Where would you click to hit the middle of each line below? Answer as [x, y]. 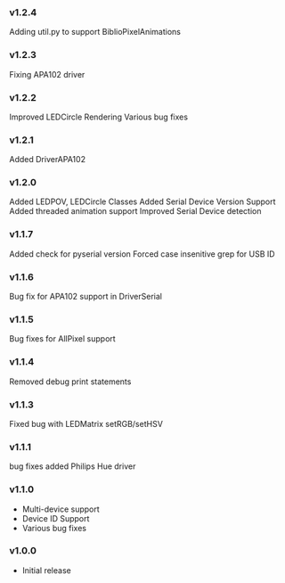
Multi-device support [61, 509]
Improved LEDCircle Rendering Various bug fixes [99, 117]
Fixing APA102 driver [47, 74]
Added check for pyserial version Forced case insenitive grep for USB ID [142, 254]
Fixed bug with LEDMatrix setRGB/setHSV [86, 423]
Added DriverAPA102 [48, 160]
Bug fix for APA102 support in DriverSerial [86, 297]
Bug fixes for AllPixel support [62, 339]
